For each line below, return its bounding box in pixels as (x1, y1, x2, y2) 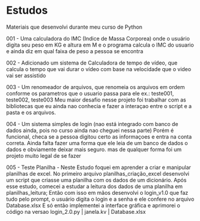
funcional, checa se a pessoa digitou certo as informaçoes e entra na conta (6, 133, 192, 140)
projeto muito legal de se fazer (6, 152, 82, 159)
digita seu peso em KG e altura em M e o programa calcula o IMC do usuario (6, 41, 194, 48)
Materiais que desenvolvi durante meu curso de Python (6, 23, 143, 30)
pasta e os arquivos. (6, 109, 56, 116)
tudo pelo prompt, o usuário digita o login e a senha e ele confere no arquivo (6, 195, 195, 202)
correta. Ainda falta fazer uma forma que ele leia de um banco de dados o (6, 139, 188, 146)
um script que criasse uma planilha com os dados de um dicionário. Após (6, 176, 187, 183)
